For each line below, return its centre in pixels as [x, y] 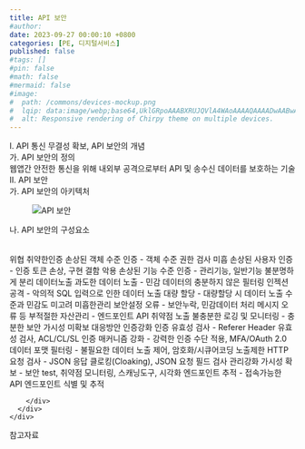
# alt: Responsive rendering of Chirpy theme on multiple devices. [142, 119]
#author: [26, 26]
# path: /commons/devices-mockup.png [83, 102]
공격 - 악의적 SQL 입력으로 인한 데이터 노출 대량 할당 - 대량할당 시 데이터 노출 [147, 293]
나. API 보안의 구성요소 [50, 230]
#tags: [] [28, 60]
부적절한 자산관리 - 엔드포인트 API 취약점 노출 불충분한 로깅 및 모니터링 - [157, 316]
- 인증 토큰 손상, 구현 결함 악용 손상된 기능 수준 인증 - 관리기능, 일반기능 [136, 271]
